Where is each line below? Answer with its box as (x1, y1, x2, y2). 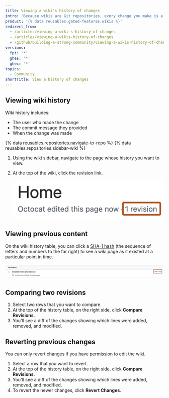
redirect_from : (5, 24, 37, 29)
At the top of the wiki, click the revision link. (12, 170, 103, 176)
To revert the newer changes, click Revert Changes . (12, 387, 122, 393)
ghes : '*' (10, 56, 30, 61)
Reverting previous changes (5, 337, 96, 346)
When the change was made (12, 130, 72, 136)
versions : (5, 45, 26, 50)
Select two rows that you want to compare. (12, 302, 102, 308)
